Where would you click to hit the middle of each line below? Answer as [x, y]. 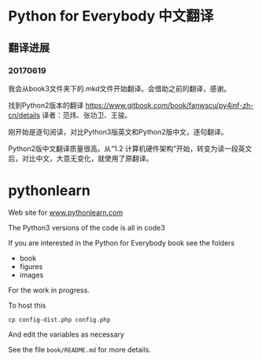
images [31, 274]
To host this [27, 305]
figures [31, 266]
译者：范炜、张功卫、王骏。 [87, 115]
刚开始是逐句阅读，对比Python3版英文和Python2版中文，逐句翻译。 [118, 131]
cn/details [24, 115]
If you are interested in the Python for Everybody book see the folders [122, 243]
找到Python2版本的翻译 [46, 105]
